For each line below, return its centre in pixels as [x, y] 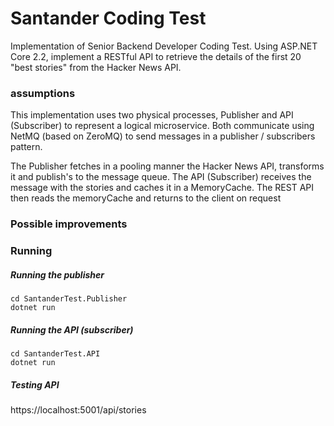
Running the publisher [57, 274]
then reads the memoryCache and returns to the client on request [146, 198]
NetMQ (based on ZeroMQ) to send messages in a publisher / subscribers [163, 136]
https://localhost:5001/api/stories [78, 409]
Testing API [35, 384]
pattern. [26, 147]
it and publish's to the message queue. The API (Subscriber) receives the [161, 177]
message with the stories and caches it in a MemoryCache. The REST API [162, 188]
